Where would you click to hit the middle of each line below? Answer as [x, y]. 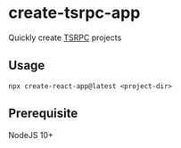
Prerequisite [43, 114]
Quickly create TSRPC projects [65, 37]
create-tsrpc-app [74, 13]
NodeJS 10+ [31, 135]
